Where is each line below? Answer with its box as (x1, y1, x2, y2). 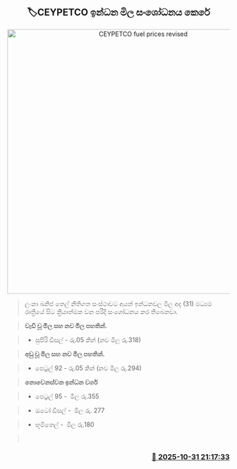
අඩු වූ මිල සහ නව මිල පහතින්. (24, 349, 105, 358)
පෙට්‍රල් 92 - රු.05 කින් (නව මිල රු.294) (35, 363, 142, 372)
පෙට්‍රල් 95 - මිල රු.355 (35, 391, 99, 401)
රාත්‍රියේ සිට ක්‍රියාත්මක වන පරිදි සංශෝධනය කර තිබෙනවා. (24, 307, 178, 316)
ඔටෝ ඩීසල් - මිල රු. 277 (35, 406, 105, 415)
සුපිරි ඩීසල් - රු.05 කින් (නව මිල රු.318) (35, 335, 141, 344)
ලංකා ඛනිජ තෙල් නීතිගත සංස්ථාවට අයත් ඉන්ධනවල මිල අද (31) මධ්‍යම (24, 299, 213, 307)
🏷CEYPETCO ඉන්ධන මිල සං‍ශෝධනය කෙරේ (27, 6, 210, 18)
